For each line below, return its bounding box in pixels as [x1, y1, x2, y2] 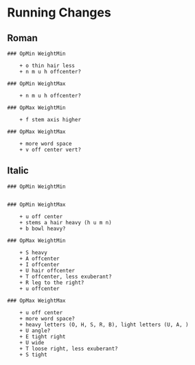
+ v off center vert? [19, 146, 81, 153]
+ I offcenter [19, 261, 60, 268]
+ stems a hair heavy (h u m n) [19, 219, 112, 226]
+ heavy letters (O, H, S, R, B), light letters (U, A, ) [19, 321, 189, 328]
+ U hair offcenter [19, 267, 76, 274]
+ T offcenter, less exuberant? [19, 273, 112, 280]
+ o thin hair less [19, 62, 76, 69]
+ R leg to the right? [19, 279, 84, 286]
